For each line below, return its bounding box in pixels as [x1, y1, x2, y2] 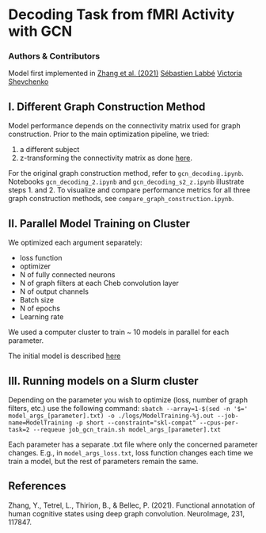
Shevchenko [8, 77, 49, 86]
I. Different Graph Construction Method [8, 100, 206, 113]
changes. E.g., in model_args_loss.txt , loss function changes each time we [8, 447, 253, 457]
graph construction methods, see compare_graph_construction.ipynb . [8, 194, 234, 204]
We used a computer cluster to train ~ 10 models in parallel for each [8, 327, 230, 337]
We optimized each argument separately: [8, 238, 142, 247]
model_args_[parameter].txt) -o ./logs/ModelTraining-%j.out [8, 412, 215, 420]
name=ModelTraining [8, 418, 73, 427]
